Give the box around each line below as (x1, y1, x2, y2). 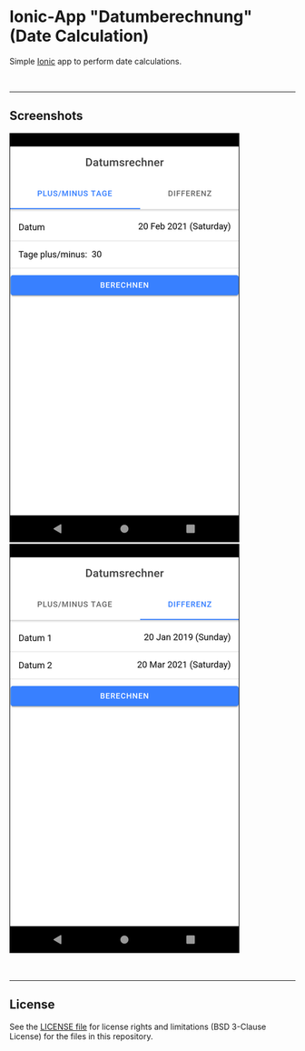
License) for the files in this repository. (9, 1030, 153, 1042)
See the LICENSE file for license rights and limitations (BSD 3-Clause (9, 1021, 267, 1032)
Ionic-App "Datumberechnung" (9, 6, 252, 27)
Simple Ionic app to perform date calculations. (9, 55, 182, 66)
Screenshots (9, 108, 84, 124)
